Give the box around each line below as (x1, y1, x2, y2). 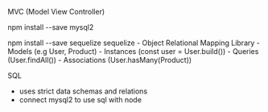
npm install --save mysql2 (7, 23, 94, 31)
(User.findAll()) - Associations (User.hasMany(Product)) (7, 56, 192, 64)
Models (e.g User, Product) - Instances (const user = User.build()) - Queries (7, 47, 259, 56)
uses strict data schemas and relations (19, 86, 148, 96)
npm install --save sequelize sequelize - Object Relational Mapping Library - (7, 38, 261, 48)
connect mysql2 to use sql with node (19, 95, 142, 104)
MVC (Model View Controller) (7, 7, 105, 16)
